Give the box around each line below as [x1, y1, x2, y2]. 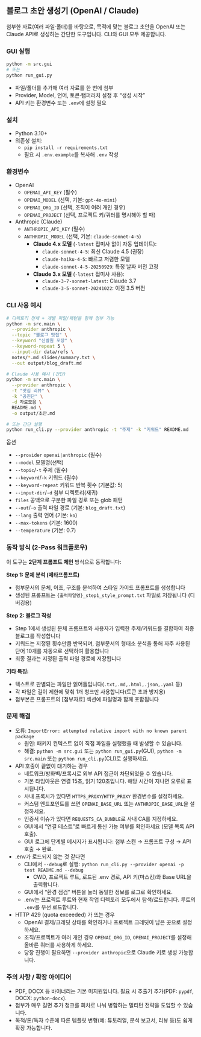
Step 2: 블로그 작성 [6, 611, 52, 619]
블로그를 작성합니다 [14, 632, 61, 639]
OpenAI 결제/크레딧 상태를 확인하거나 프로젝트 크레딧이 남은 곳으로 [23, 918, 182, 925]
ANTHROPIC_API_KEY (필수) [23, 225, 85, 232]
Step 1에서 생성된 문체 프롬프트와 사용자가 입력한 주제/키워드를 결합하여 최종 [14, 624, 194, 632]
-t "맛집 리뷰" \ [11, 388, 50, 394]
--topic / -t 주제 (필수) [14, 467, 68, 474]
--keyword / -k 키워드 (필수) [14, 474, 78, 481]
